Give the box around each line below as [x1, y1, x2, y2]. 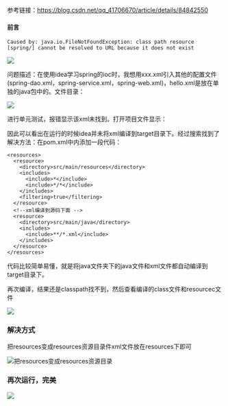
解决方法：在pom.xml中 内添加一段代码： [7, 138, 122, 146]
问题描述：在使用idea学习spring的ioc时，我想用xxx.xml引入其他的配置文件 [7, 71, 217, 79]
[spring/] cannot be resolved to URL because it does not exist [7, 45, 194, 51]
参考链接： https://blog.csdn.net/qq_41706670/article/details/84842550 [7, 6, 209, 14]
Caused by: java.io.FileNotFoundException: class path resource [7, 38, 194, 46]
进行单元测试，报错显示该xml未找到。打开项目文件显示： [7, 115, 168, 123]
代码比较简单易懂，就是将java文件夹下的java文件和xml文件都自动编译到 [7, 262, 208, 270]
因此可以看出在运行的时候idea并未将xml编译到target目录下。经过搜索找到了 [7, 130, 220, 138]
